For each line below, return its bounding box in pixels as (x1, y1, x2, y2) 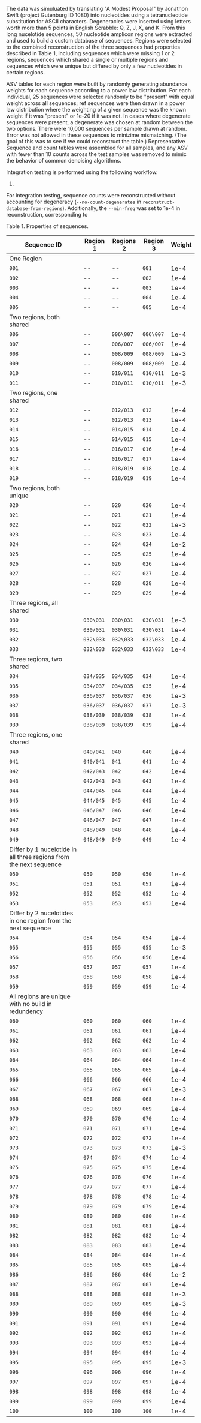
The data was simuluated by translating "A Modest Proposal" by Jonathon (6, 5, 188, 12)
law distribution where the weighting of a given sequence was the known (6, 106, 187, 113)
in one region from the (9, 917, 72, 924)
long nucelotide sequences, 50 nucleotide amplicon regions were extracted (6, 31, 193, 38)
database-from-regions (6, 206, 63, 212)
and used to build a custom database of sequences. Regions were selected (6, 37, 191, 44)
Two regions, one (9, 389, 58, 397)
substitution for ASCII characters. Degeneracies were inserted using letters (6, 18, 191, 25)
